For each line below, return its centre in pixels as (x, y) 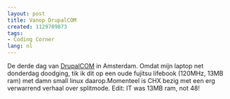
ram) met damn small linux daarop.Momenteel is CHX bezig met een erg (111, 81)
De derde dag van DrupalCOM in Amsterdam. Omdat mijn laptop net (106, 66)
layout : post (26, 14)
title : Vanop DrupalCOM (42, 20)
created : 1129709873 (38, 26)
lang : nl (20, 46)
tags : (15, 33)
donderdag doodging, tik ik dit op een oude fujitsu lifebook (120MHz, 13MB (115, 73)
